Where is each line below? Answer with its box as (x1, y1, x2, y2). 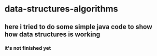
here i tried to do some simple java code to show (4, 23, 153, 31)
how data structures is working (4, 30, 100, 38)
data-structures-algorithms (4, 3, 118, 14)
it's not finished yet (4, 44, 51, 51)
